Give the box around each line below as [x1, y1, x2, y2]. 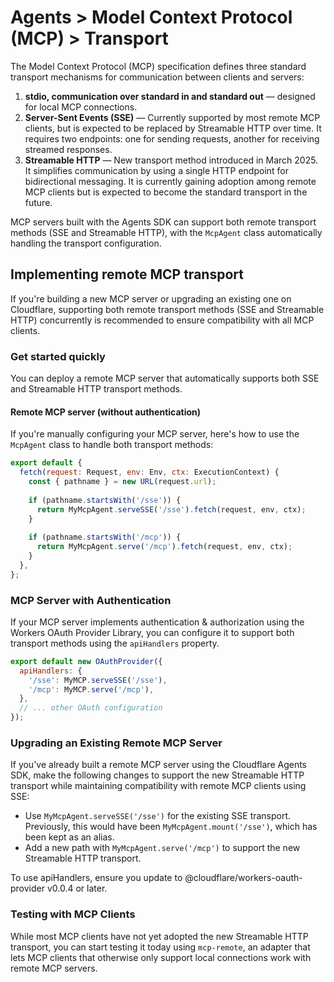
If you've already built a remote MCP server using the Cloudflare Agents [10, 759, 308, 771]
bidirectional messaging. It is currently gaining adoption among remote [24, 175, 317, 187]
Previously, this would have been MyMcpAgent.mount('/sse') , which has [24, 821, 318, 833]
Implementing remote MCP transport [10, 266, 244, 283]
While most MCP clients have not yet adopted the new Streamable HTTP [10, 930, 309, 942]
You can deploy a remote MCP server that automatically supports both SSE [10, 372, 320, 385]
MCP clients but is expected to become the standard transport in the [24, 186, 308, 198]
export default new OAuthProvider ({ [10, 656, 163, 666]
